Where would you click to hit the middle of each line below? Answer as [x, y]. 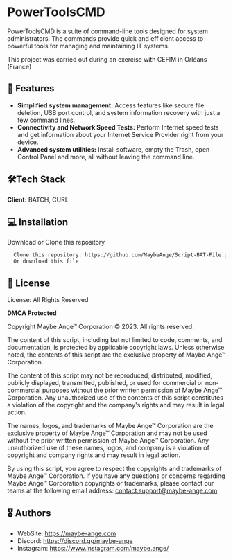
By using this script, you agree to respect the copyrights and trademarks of [114, 468]
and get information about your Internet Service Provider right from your [120, 134]
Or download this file [46, 261]
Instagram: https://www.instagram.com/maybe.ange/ [93, 548]
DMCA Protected [32, 313]
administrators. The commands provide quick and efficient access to [105, 38]
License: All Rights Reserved [48, 299]
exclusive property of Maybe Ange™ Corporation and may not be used [107, 433]
